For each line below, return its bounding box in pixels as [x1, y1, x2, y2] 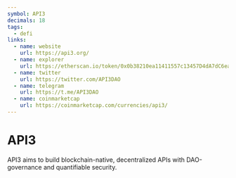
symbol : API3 [7, 10, 46, 18]
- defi [13, 30, 33, 37]
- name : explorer [13, 56, 65, 63]
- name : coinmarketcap [13, 96, 80, 103]
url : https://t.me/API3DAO [20, 89, 99, 96]
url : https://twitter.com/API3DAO [20, 75, 121, 83]
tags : [7, 23, 23, 30]
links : [7, 37, 27, 44]
